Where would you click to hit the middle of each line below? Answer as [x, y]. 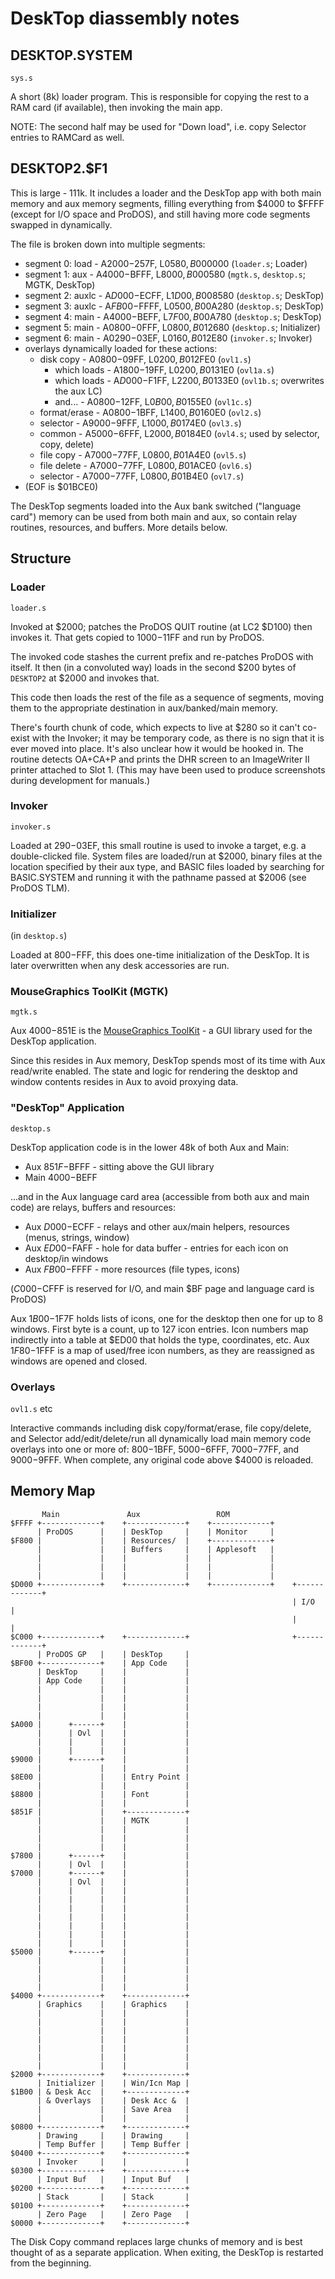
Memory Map [53, 1491]
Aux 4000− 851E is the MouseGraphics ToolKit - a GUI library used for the [161, 1031]
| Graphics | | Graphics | [113, 2004]
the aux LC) [78, 391]
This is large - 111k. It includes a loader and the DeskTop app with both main [166, 193]
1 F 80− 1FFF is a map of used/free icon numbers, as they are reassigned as [162, 1350]
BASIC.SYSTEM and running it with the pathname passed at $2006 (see [158, 877]
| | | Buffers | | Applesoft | [155, 1549]
